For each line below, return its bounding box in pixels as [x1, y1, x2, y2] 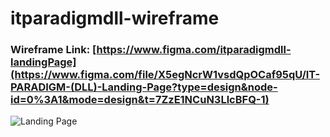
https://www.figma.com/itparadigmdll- [96, 43, 292, 57]
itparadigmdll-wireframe [10, 7, 220, 30]
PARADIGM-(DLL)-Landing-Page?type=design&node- [10, 80, 278, 94]
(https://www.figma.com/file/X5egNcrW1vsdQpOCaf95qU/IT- [10, 68, 321, 82]
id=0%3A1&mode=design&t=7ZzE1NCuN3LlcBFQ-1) [10, 93, 270, 107]
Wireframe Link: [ [10, 43, 97, 57]
